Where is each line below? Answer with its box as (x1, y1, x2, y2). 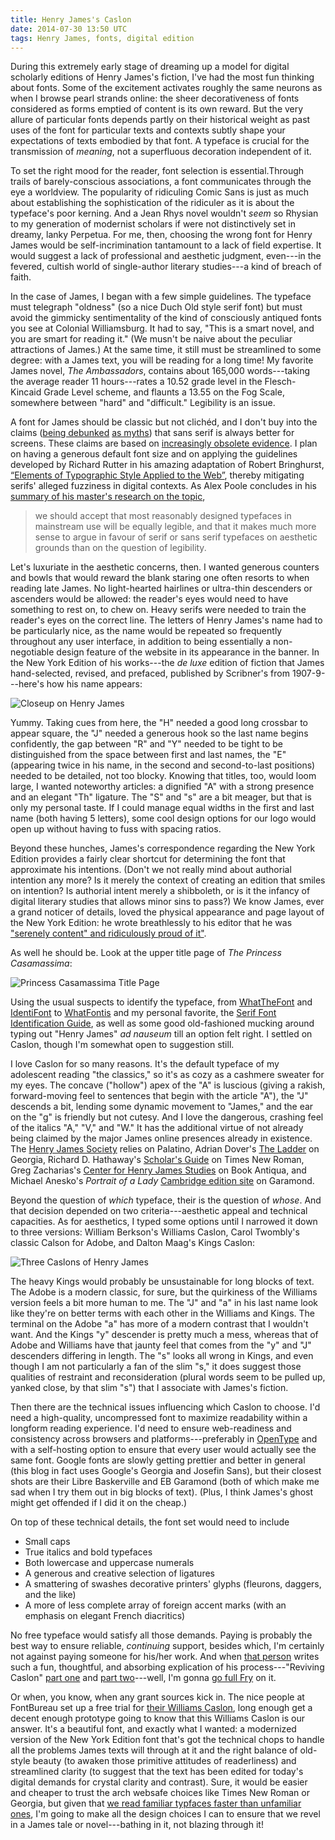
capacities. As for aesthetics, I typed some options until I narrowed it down (10, 1216, 318, 1228)
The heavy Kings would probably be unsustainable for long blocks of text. (10, 1276, 315, 1288)
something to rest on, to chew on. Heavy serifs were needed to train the (10, 604, 307, 616)
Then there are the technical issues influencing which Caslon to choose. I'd (10, 1401, 321, 1413)
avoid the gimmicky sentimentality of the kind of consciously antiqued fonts (10, 312, 322, 324)
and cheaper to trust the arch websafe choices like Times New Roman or (10, 1787, 310, 1799)
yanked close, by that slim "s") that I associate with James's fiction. (10, 1382, 289, 1394)
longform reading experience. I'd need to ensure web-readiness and (10, 1422, 292, 1435)
